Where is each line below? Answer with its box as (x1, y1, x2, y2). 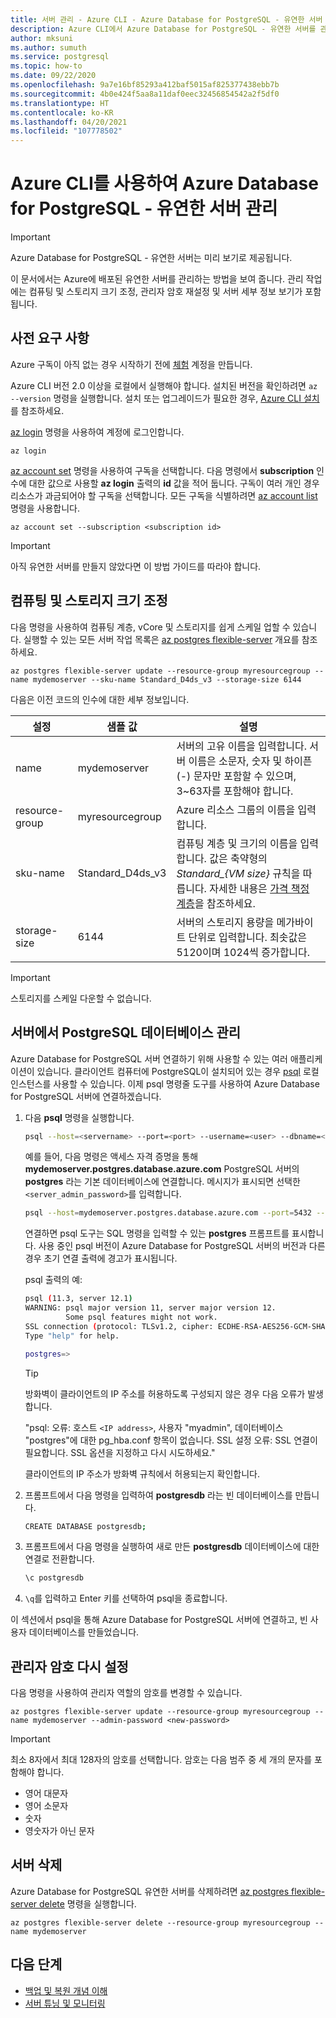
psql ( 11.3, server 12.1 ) (24, 1294, 133, 1304)
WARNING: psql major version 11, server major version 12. (24, 1303, 277, 1313)
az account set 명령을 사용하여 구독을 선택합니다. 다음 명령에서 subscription (10, 464, 315, 476)
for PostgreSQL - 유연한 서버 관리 (10, 197, 278, 220)
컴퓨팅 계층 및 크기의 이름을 (176, 836, 298, 850)
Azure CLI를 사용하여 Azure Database (10, 172, 319, 195)
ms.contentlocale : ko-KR (10, 107, 114, 118)
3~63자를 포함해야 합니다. (176, 784, 294, 798)
